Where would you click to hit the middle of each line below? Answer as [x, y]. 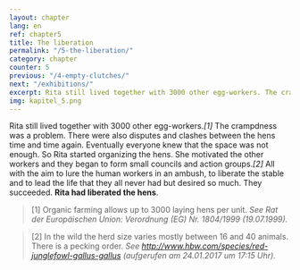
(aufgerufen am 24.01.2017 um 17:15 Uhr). [200, 256]
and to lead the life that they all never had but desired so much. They [136, 183]
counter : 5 [29, 68]
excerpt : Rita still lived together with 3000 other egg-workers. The [143, 92]
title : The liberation [51, 42]
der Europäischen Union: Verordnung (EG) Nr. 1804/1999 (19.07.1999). [159, 219]
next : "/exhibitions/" [51, 84]
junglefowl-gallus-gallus [76, 256]
